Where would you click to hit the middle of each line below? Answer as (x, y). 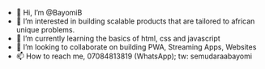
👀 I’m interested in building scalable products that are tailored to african (135, 21)
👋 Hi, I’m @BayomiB (49, 13)
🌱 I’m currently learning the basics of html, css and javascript (118, 38)
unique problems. (45, 30)
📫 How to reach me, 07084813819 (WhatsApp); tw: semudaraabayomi (134, 56)
